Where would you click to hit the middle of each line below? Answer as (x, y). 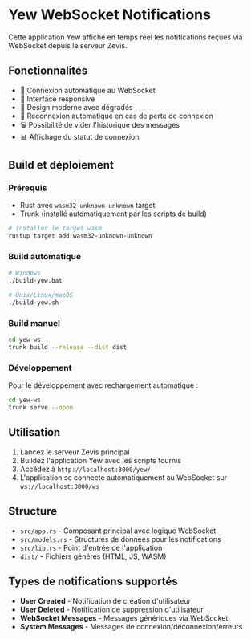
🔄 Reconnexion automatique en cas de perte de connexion (117, 116)
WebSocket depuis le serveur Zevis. (68, 45)
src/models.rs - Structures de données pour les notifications (121, 539)
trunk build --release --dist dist (68, 348)
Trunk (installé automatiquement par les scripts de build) (113, 214)
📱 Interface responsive (57, 99)
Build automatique (45, 257)
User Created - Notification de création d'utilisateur (105, 600)
